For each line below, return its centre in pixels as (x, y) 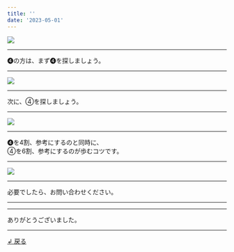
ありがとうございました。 (44, 219)
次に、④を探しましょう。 (45, 101)
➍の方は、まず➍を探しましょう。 (56, 61)
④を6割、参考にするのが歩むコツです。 (65, 151)
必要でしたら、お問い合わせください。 (62, 191)
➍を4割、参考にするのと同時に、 (55, 142)
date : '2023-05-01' (36, 20)
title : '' (22, 14)
